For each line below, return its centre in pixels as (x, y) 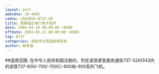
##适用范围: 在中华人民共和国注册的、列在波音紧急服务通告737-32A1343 (78, 60)
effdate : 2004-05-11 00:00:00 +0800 (42, 32)
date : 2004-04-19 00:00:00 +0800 (39, 28)
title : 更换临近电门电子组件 (31, 23)
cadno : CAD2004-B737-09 (29, 18)
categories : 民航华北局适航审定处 (36, 41)
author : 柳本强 (19, 46)
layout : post (18, 9)
